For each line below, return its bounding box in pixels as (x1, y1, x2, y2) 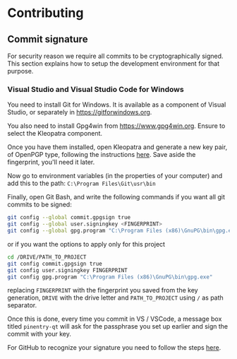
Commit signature (7, 33, 88, 45)
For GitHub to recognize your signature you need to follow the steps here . (7, 343, 221, 352)
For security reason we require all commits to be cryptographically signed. (7, 52, 224, 60)
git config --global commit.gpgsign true (7, 214, 131, 221)
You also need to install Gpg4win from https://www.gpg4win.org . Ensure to (7, 122, 226, 130)
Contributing (7, 5, 84, 21)
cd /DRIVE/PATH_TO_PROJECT (7, 253, 87, 261)
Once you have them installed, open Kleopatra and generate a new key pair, (7, 143, 228, 151)
